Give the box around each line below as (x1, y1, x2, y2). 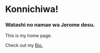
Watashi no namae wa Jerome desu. (5, 21, 95, 28)
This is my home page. (5, 32, 52, 38)
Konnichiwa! (5, 3, 58, 15)
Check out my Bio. (5, 42, 43, 48)
